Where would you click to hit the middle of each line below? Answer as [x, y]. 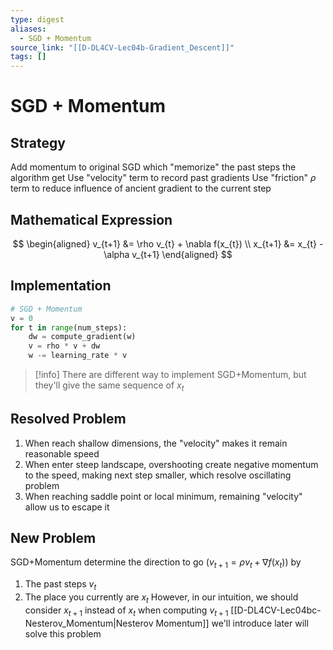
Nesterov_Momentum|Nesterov [89, 623]
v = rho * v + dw [64, 346]
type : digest [37, 19]
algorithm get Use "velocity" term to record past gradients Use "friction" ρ [163, 178]
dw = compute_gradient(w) [82, 337]
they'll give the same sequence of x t [109, 386]
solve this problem [63, 633]
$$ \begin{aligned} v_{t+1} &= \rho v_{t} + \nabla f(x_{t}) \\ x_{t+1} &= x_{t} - [168, 243]
